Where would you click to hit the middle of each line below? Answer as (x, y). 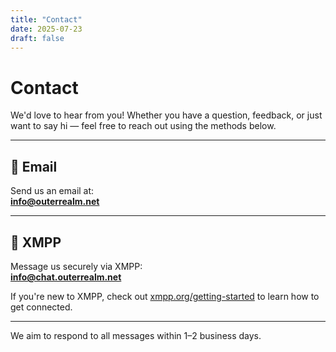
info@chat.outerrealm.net (66, 277)
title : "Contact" (46, 19)
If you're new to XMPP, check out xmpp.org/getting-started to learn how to (165, 296)
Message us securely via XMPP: (76, 266)
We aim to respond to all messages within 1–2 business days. (136, 335)
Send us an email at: (52, 191)
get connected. (41, 307)
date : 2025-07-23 (46, 29)
